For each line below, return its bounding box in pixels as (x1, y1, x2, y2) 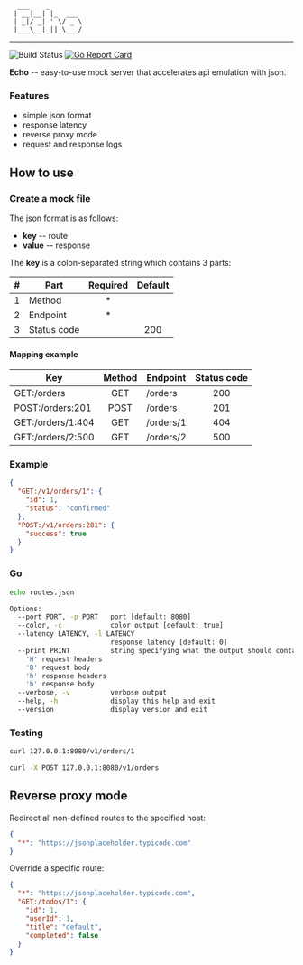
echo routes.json (9, 588, 75, 597)
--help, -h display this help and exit (17, 696, 216, 706)
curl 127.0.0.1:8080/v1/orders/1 (9, 747, 135, 756)
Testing (9, 726, 43, 739)
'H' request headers (25, 654, 103, 664)
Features (9, 89, 50, 101)
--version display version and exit (17, 705, 207, 714)
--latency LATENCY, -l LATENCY (17, 629, 135, 639)
